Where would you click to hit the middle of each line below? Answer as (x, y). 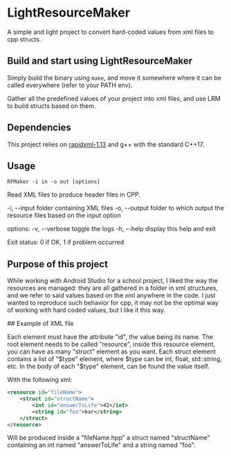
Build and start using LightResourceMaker (100, 61)
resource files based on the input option (64, 215)
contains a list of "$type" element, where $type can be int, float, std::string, (115, 359)
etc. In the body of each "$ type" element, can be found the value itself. (108, 366)
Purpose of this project (58, 264)
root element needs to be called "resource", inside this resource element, (111, 345)
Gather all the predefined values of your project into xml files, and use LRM (114, 98)
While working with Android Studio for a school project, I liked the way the (113, 281)
